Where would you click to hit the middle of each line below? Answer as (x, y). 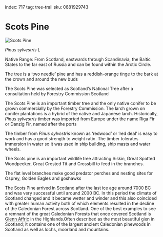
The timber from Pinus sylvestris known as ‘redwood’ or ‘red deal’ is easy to (81, 133)
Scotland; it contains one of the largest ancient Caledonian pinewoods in (78, 224)
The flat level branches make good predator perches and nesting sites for (79, 173)
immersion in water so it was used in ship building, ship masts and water (78, 144)
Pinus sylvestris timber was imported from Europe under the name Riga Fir (80, 119)
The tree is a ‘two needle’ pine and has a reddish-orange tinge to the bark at (82, 74)
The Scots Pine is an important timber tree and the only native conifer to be (81, 103)
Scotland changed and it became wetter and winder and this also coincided (81, 198)
